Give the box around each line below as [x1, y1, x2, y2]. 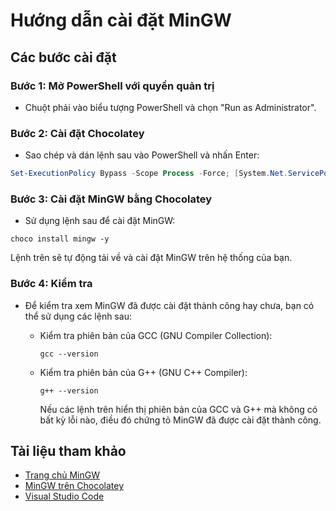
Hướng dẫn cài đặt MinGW [10, 9, 232, 32]
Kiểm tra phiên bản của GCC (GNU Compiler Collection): [39, 329, 273, 341]
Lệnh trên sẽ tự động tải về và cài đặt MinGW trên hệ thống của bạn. [10, 252, 293, 264]
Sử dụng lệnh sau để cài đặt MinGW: [24, 215, 176, 227]
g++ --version [39, 385, 99, 396]
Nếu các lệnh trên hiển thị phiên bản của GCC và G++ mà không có [39, 403, 318, 415]
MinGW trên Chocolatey [24, 480, 125, 492]
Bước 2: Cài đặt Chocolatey [10, 126, 145, 140]
